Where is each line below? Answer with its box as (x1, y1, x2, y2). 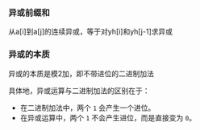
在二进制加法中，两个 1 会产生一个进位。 (19, 103, 156, 112)
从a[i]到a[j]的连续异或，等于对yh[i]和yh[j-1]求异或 (8, 26, 173, 37)
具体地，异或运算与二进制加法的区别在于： (8, 86, 150, 95)
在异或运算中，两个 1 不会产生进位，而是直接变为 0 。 (19, 112, 196, 122)
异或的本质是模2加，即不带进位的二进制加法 (8, 68, 155, 78)
